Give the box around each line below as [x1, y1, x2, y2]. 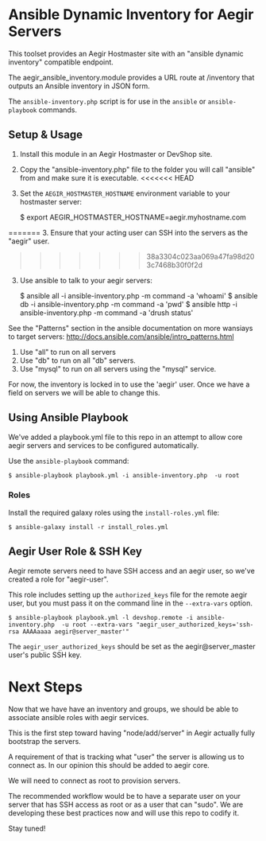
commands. [38, 105, 78, 115]
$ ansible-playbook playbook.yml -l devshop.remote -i [8, 613, 194, 621]
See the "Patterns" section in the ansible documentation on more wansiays [8, 323, 253, 333]
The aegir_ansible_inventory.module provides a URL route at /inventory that [8, 72, 255, 82]
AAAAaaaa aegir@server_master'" [22, 627, 129, 636]
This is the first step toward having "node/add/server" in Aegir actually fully [8, 728, 256, 738]
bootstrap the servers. [8, 736, 81, 746]
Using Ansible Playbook [8, 411, 129, 425]
